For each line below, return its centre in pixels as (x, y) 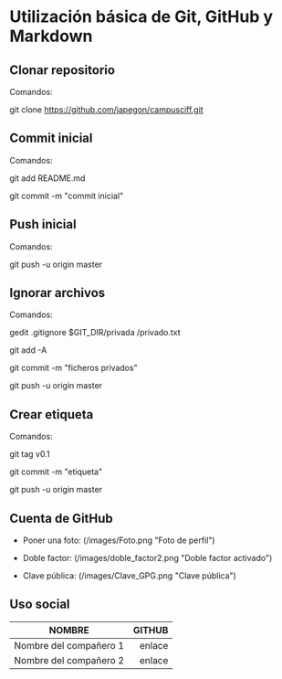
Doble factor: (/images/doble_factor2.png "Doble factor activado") (147, 558)
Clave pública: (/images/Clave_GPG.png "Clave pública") (130, 576)
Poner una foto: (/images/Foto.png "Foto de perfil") (119, 540)
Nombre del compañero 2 (69, 660)
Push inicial (43, 224)
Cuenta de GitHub (62, 518)
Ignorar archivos (57, 293)
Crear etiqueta (52, 414)
